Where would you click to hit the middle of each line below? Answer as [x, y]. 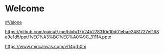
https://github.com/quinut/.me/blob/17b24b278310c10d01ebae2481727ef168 [82, 31]
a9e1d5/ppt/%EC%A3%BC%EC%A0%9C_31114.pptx [58, 37]
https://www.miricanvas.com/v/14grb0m [46, 46]
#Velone [13, 22]
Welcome [25, 9]
